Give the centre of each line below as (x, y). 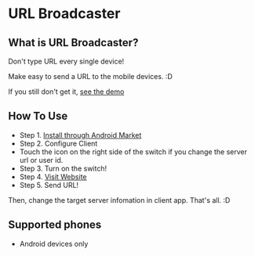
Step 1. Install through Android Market (80, 135)
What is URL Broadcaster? (73, 43)
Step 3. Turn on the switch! (63, 168)
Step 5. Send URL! (49, 185)
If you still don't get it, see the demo (66, 92)
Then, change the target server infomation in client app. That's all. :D (119, 200)
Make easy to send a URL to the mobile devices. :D (90, 76)
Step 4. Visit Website (53, 176)
